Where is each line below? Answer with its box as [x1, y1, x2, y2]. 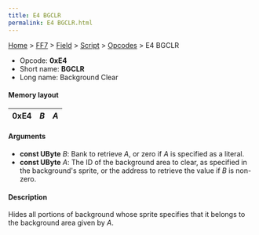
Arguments [8, 131, 46, 141]
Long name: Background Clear [19, 72, 119, 82]
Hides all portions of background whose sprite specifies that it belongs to [8, 210, 246, 219]
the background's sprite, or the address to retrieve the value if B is [19, 166, 234, 175]
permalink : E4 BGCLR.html [8, 19, 93, 27]
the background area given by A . [8, 218, 114, 228]
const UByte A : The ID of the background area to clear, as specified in [19, 157, 247, 167]
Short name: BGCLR [19, 64, 85, 73]
